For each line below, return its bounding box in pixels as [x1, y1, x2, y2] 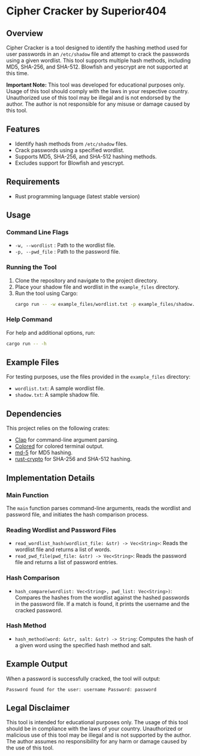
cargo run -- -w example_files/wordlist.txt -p [14, 301, 136, 307]
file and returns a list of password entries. [14, 559, 118, 566]
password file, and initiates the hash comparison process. [6, 511, 149, 518]
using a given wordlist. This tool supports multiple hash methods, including [6, 57, 191, 64]
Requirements [6, 177, 60, 187]
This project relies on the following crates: [6, 425, 110, 432]
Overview [6, 28, 44, 38]
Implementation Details [6, 473, 95, 483]
